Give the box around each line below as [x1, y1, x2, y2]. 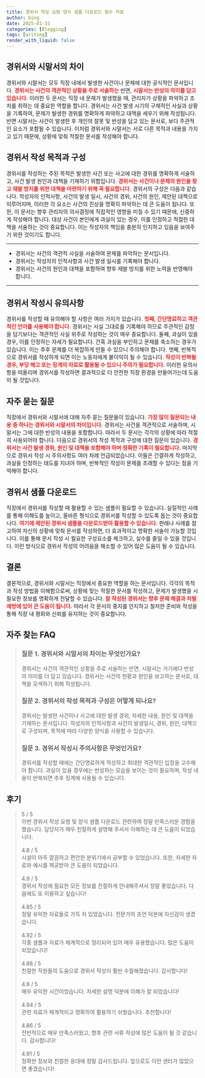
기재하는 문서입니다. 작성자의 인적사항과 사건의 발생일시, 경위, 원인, [21, 719, 181, 727]
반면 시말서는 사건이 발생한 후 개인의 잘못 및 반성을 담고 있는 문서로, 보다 [6, 117, 179, 124]
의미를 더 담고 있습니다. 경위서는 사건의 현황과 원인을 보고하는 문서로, [27, 672, 192, 679]
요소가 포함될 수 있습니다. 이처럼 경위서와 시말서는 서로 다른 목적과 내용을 [12, 125, 187, 132]
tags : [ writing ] [6, 32, 48, 38]
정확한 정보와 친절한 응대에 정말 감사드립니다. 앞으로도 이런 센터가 [21, 1057, 178, 1065]
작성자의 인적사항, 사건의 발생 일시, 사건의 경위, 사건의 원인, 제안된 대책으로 [19, 192, 198, 200]
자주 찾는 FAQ [6, 630, 56, 640]
